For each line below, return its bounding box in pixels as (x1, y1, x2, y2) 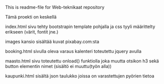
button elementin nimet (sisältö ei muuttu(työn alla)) (5, 63, 111, 69)
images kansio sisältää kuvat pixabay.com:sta (5, 38, 99, 44)
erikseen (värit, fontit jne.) (5, 29, 58, 34)
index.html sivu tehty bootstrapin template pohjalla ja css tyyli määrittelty (5, 23, 155, 29)
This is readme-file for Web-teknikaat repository (5, 4, 105, 10)
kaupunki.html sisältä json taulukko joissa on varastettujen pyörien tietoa (5, 73, 154, 79)
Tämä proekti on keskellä (5, 14, 56, 19)
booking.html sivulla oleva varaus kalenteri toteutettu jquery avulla (5, 48, 141, 54)
